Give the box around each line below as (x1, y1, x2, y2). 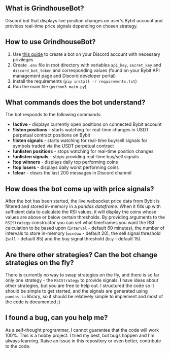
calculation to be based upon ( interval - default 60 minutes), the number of (5, 225, 165, 231)
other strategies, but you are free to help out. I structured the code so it (5, 283, 154, 289)
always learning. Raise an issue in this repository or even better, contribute (5, 337, 161, 344)
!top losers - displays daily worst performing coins (12, 164, 119, 170)
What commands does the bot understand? (5, 98, 146, 107)
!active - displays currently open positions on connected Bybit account (12, 121, 162, 127)
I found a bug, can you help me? (5, 313, 108, 322)
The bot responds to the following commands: (5, 112, 102, 118)
